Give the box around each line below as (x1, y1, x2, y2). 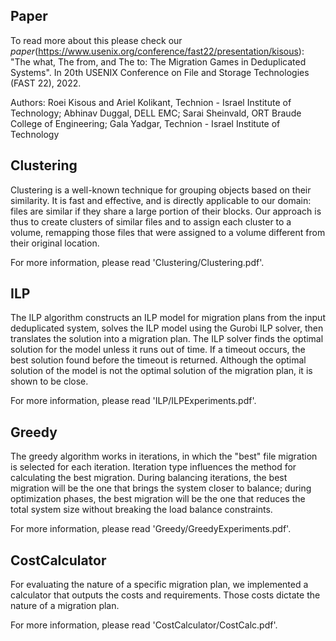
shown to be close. (10, 375, 89, 388)
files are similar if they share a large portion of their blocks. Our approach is (10, 205, 322, 217)
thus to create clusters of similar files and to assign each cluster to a (10, 215, 292, 228)
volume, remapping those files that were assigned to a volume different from (10, 226, 326, 238)
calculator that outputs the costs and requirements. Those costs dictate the (10, 589, 321, 601)
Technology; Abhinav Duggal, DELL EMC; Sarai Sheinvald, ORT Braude (10, 107, 302, 119)
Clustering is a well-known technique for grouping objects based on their (10, 184, 312, 196)
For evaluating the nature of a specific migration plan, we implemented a (10, 579, 309, 591)
